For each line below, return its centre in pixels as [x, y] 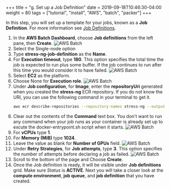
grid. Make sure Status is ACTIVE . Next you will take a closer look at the [88, 170]
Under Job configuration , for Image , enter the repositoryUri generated [88, 86]
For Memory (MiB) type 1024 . [45, 138]
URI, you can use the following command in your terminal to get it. [82, 97]
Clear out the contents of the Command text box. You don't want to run [88, 116]
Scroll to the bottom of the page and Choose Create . [68, 159]
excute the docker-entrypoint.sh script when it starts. [69, 127]
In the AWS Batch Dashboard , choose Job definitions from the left [83, 38]
